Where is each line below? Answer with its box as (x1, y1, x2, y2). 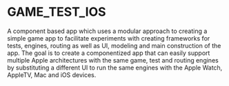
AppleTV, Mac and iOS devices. (7, 70, 97, 79)
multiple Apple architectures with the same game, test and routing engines (7, 56, 219, 64)
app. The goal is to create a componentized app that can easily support (7, 49, 210, 57)
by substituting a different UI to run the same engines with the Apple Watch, (7, 63, 223, 72)
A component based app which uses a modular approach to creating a (7, 27, 208, 35)
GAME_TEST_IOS (7, 4, 106, 20)
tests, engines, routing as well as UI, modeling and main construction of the (7, 41, 221, 50)
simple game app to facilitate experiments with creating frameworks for (7, 34, 210, 42)
